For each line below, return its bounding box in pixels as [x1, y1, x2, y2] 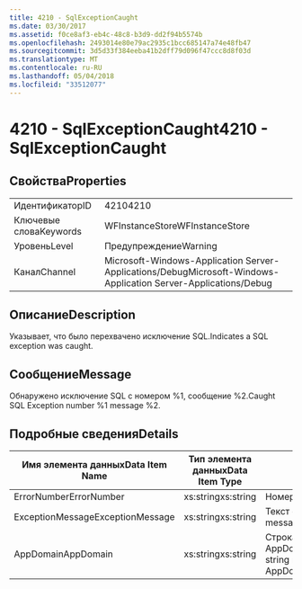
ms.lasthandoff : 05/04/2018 [9, 72, 115, 81]
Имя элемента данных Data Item [22, 459, 168, 471]
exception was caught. [9, 341, 93, 352]
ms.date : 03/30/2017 [9, 22, 87, 31]
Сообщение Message [9, 366, 132, 382]
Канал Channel [13, 265, 76, 278]
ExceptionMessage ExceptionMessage [13, 511, 175, 523]
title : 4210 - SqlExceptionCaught [9, 13, 139, 22]
